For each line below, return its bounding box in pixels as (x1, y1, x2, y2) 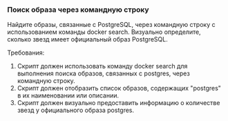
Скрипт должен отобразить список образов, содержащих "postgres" (17, 84, 221, 93)
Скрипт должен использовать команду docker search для (17, 62, 188, 71)
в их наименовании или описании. (17, 91, 120, 100)
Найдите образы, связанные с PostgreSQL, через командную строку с (7, 21, 216, 29)
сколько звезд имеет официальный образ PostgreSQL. (7, 35, 168, 44)
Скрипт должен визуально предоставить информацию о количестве (17, 99, 220, 107)
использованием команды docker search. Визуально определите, (7, 28, 202, 36)
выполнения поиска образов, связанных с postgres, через (17, 69, 190, 77)
